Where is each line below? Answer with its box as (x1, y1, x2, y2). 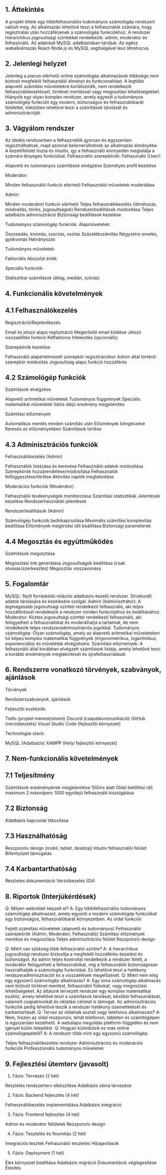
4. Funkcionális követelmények (5, 289, 103, 298)
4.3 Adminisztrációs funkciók (5, 440, 98, 449)
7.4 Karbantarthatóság (5, 864, 77, 873)
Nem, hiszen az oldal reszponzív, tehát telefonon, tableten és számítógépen (5, 1014, 160, 1020)
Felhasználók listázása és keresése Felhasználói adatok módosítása (5, 463, 144, 469)
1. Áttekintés (5, 5, 45, 14)
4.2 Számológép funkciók (5, 373, 86, 382)
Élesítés (5, 1165, 21, 1171)
